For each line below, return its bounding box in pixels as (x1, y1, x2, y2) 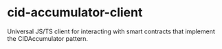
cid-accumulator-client (7, 5, 143, 20)
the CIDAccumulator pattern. (7, 34, 88, 42)
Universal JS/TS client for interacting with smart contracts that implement (7, 27, 215, 35)
